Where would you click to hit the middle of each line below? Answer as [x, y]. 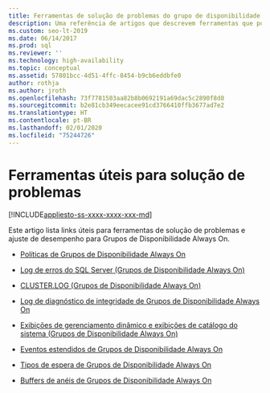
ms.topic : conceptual [45, 68]
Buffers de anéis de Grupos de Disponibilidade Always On [116, 380]
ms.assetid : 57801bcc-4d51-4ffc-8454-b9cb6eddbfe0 [95, 76]
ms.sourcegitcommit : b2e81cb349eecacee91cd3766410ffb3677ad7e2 [117, 105]
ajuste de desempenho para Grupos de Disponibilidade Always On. [119, 239]
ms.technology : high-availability [66, 61]
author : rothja [34, 83]
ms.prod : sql [30, 46]
